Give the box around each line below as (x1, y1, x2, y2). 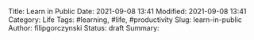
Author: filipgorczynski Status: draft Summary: (8, 24, 160, 32)
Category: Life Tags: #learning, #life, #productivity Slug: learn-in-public (8, 15, 242, 24)
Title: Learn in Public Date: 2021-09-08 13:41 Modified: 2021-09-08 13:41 (8, 7, 247, 16)
